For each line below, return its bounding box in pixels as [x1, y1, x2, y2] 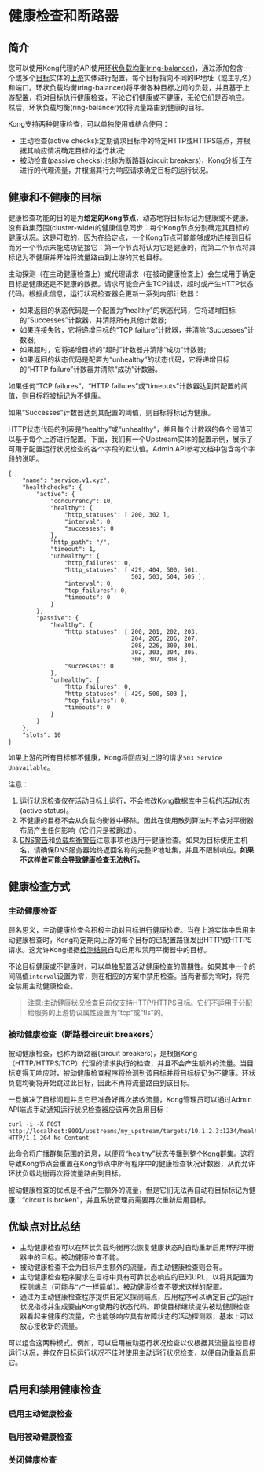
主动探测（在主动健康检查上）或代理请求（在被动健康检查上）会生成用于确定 [8, 269, 256, 278]
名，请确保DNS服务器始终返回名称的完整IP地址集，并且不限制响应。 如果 [19, 845, 255, 854]
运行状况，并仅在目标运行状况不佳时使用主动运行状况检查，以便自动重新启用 [8, 1348, 256, 1357]
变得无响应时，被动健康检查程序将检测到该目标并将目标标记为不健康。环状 [14, 1068, 256, 1077]
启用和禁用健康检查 [8, 1383, 101, 1396]
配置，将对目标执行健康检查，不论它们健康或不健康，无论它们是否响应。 [14, 93, 249, 102]
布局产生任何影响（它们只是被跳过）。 [19, 825, 141, 834]
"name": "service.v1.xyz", [22, 477, 111, 484]
